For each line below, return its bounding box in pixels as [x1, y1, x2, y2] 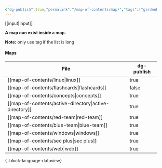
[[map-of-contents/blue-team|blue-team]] [7, 122, 108, 128]
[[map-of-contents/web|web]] [7, 145, 79, 152]
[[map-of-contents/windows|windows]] [7, 129, 100, 136]
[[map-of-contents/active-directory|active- [7, 100, 109, 107]
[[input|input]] [5, 20, 33, 26]
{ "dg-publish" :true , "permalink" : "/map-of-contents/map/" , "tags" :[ [5, 7, 141, 12]
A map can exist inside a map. [5, 29, 67, 35]
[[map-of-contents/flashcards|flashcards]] [7, 84, 107, 91]
